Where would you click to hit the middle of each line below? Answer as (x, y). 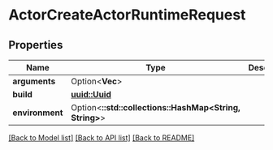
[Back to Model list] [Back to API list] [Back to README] (102, 138)
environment (38, 113)
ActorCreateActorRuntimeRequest (127, 15)
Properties (36, 45)
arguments (34, 81)
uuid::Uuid (91, 94)
